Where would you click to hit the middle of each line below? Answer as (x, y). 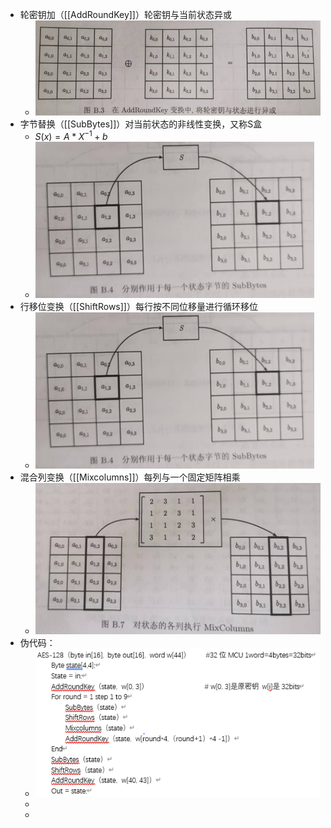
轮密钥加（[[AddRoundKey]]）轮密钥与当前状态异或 (125, 14)
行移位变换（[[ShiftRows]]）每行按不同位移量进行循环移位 (138, 307)
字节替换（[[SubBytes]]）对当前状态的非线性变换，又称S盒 (141, 124)
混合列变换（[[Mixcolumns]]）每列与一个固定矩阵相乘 (130, 477)
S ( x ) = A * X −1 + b (71, 136)
